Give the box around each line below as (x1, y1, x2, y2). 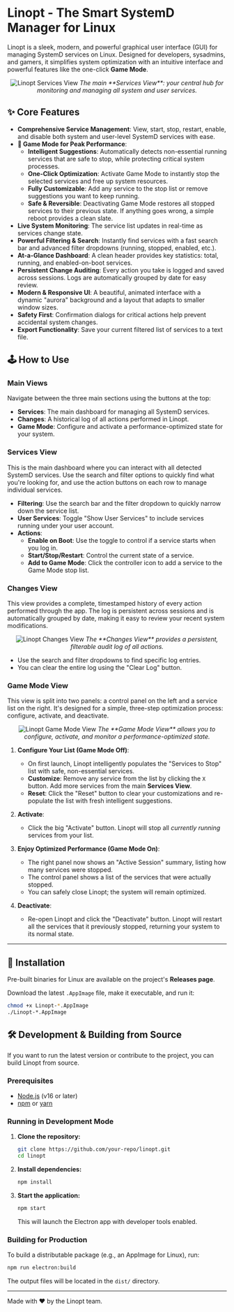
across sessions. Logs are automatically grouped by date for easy (17, 273, 207, 282)
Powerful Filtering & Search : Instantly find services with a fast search (17, 236, 218, 245)
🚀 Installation (7, 956, 65, 968)
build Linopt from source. (7, 1058, 80, 1067)
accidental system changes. (17, 318, 98, 326)
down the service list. (17, 506, 79, 515)
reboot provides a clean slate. (27, 214, 114, 222)
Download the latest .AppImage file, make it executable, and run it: (7, 989, 195, 997)
